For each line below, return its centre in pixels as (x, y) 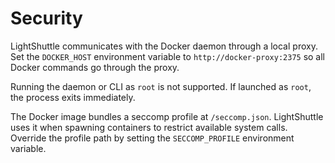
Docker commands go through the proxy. (95, 67)
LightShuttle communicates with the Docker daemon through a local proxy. (164, 46)
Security (46, 18)
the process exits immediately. (73, 97)
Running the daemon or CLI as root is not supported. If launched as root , (161, 86)
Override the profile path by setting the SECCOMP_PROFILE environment (152, 138)
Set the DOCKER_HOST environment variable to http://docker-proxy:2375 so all (168, 56)
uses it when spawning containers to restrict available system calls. (149, 127)
